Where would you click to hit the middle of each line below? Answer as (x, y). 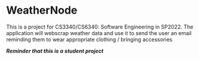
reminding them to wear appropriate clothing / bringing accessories (89, 39)
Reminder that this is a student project (55, 50)
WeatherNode (42, 10)
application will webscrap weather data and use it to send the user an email (99, 33)
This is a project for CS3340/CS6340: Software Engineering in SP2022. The (100, 27)
